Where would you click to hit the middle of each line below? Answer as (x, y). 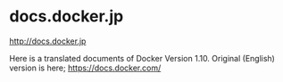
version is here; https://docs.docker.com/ (85, 68)
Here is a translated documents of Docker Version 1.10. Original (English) (142, 58)
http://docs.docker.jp (48, 41)
